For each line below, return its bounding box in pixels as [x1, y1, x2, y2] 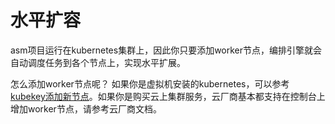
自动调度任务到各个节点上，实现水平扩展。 [10, 56, 186, 68]
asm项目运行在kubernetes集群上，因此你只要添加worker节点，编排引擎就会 [10, 44, 323, 56]
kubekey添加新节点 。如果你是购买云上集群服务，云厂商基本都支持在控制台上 [10, 90, 326, 102]
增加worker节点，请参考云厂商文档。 [10, 102, 162, 115]
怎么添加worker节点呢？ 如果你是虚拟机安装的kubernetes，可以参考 [10, 77, 290, 90]
